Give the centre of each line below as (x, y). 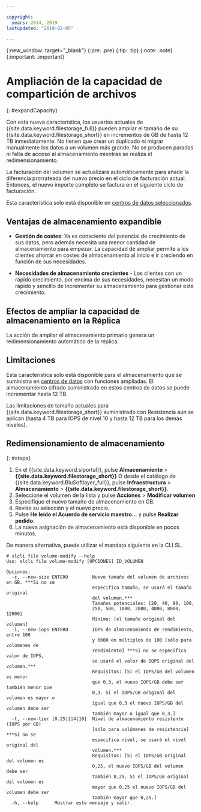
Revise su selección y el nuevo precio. (62, 508)
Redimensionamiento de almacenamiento (85, 444)
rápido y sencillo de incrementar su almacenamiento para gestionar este (104, 286)
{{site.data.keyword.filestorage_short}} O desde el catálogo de (95, 476)
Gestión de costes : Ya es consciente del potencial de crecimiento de (100, 236)
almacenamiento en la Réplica (63, 321)
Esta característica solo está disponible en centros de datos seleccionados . (100, 203)
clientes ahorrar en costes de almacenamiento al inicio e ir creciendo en (104, 255)
